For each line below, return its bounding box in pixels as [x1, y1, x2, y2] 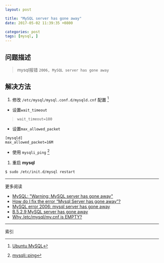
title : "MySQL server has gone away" [5, 16, 82, 21]
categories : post [5, 29, 41, 34]
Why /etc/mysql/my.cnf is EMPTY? [12, 214, 82, 220]
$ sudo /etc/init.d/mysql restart [5, 169, 76, 175]
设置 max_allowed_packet [12, 126, 61, 132]
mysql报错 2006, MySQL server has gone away [17, 67, 109, 73]
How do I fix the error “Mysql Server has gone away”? [12, 198, 121, 204]
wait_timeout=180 [17, 117, 53, 122]
